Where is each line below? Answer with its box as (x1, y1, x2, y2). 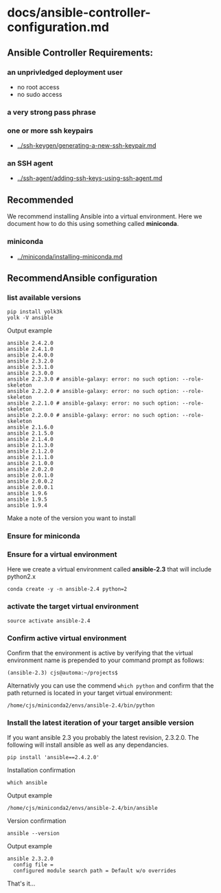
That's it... (7, 879, 36, 888)
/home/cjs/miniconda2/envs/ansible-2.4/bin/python (7, 702, 155, 709)
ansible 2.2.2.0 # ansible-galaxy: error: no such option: (7, 388, 180, 395)
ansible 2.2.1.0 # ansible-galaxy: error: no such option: (7, 400, 180, 407)
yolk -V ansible (7, 315, 54, 321)
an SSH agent (7, 159, 54, 168)
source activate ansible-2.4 (7, 617, 91, 624)
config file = (13, 861, 54, 868)
